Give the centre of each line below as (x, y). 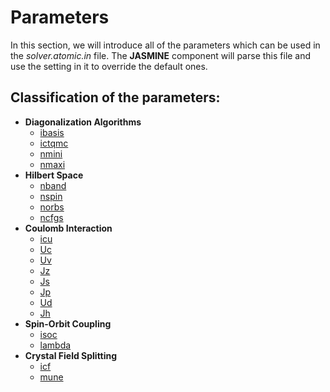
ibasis (52, 132)
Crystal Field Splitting (71, 355)
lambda (55, 345)
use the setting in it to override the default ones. (109, 66)
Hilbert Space (54, 175)
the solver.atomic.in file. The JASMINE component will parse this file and (161, 55)
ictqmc (54, 143)
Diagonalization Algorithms (83, 122)
